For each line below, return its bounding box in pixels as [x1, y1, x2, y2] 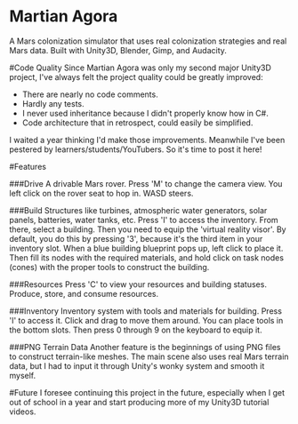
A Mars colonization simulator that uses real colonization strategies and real [9, 36, 287, 46]
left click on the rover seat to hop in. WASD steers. [9, 188, 194, 198]
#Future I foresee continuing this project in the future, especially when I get [9, 387, 286, 397]
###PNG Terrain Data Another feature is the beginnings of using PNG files [9, 341, 281, 352]
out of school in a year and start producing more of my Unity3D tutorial [9, 396, 270, 407]
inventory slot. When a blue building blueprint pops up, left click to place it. [9, 243, 284, 253]
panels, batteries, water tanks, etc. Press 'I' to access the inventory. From [9, 214, 278, 225]
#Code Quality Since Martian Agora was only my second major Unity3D [9, 62, 271, 73]
